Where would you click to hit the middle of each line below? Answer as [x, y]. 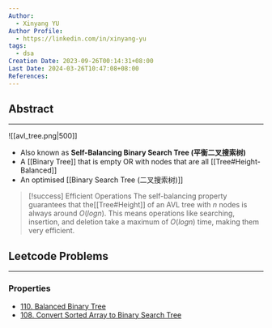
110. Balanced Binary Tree [63, 306]
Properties [30, 288]
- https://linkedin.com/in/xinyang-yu [81, 38]
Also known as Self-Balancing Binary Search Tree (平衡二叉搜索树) [133, 153]
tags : [17, 46]
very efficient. [51, 231]
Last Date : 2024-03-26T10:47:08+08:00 [74, 69]
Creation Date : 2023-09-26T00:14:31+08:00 [81, 62]
